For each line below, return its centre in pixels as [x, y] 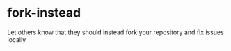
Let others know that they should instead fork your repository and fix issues [115, 32]
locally [17, 39]
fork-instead [44, 13]
